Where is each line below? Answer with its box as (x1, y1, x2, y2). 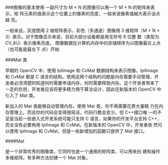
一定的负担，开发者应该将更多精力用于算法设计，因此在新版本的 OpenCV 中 (5, 86, 161, 92)
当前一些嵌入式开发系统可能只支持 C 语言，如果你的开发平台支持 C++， (14, 115, 162, 121)
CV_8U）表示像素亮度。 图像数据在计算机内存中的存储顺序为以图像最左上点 (5, 40, 161, 46)
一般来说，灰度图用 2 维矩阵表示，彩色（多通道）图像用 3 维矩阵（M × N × (5, 27, 160, 33)
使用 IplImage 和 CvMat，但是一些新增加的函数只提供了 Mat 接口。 (9, 128, 147, 134)
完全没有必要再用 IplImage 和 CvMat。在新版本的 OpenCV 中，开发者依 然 (5, 122, 158, 127)
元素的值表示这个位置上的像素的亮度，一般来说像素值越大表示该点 (24, 10, 160, 16)
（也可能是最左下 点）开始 (5, 46, 59, 52)
